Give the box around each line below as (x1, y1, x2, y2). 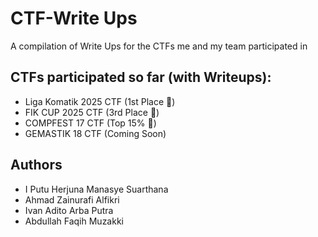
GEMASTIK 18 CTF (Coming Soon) (24, 127, 167, 139)
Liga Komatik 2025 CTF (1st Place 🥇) (24, 95, 176, 107)
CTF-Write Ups (10, 7, 138, 30)
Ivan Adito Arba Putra (24, 204, 114, 216)
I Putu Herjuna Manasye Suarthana (24, 183, 169, 195)
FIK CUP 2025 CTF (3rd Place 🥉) (24, 106, 160, 118)
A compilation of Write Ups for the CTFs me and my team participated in (10, 40, 308, 52)
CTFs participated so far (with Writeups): (10, 69, 272, 86)
